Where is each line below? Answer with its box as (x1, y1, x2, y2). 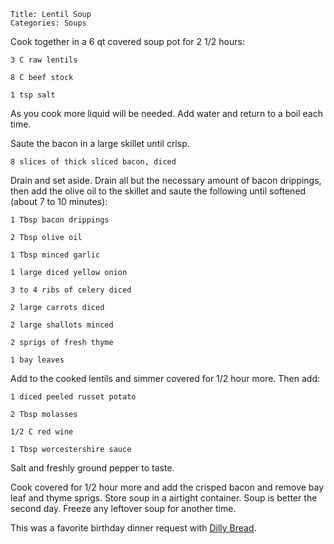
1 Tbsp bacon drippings (10, 215, 110, 225)
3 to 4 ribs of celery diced (10, 285, 132, 295)
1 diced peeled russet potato (10, 392, 137, 402)
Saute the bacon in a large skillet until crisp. (10, 138, 190, 149)
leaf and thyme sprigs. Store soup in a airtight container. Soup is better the (10, 492, 318, 504)
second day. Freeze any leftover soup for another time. (10, 503, 237, 514)
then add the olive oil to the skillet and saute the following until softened (10, 185, 307, 197)
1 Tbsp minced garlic (10, 250, 101, 260)
